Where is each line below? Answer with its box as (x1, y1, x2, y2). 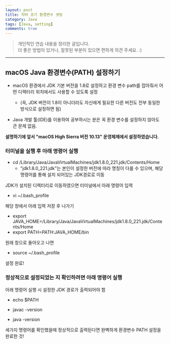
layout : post (5, 7, 33, 13)
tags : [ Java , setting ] (5, 21, 53, 27)
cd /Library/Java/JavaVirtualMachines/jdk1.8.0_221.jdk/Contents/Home (12, 159, 160, 165)
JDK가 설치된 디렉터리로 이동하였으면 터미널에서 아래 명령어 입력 (5, 183, 133, 189)
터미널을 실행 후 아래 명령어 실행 (5, 147, 78, 154)
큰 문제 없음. (12, 122, 37, 129)
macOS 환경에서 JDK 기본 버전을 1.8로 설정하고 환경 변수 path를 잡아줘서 (12, 82, 158, 89)
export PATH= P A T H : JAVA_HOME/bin (12, 229, 90, 235)
